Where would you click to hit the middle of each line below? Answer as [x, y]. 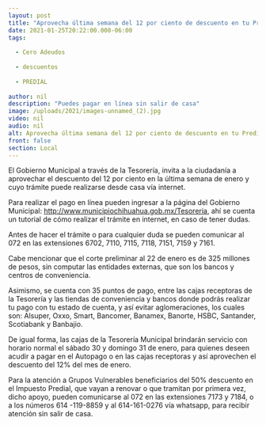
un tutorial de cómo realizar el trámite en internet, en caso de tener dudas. [129, 219]
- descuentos [37, 67]
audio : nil [26, 126]
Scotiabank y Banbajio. [46, 324]
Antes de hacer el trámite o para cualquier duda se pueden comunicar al [126, 235]
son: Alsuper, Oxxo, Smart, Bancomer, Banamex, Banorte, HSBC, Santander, [132, 316]
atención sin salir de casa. [51, 414]
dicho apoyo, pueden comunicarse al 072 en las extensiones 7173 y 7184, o [131, 397]
